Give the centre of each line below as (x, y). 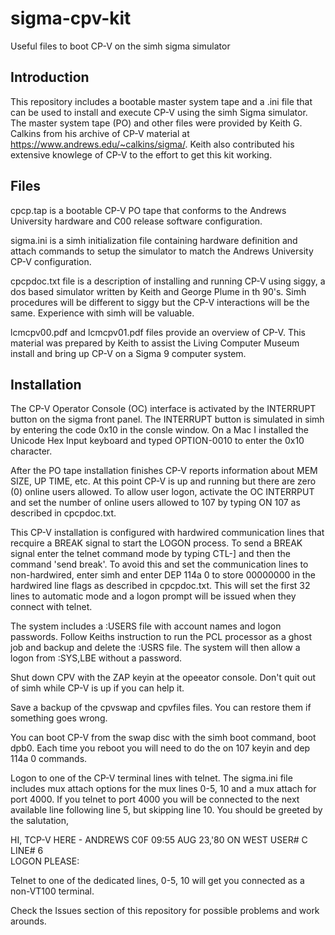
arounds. (28, 921)
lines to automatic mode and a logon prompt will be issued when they (153, 596)
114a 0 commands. (49, 759)
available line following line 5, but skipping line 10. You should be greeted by (166, 810)
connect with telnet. (51, 607)
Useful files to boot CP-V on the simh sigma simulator (120, 46)
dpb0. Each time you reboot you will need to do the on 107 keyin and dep (160, 748)
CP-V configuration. (51, 261)
